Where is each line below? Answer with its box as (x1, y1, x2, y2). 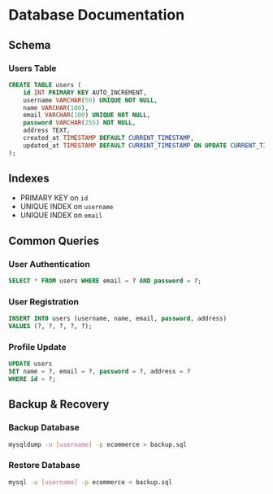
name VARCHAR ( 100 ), (23, 103, 89, 111)
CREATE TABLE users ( (8, 81, 82, 89)
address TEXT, (23, 126, 71, 135)
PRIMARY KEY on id (19, 193, 89, 203)
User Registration (8, 295, 80, 307)
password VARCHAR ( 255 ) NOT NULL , (23, 119, 136, 127)
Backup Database (8, 422, 80, 433)
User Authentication (8, 258, 91, 269)
